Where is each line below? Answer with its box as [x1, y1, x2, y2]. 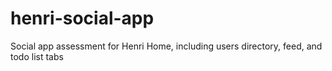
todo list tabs [10, 50, 64, 62]
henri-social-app [10, 7, 155, 30]
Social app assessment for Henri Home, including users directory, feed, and [10, 40, 323, 52]
